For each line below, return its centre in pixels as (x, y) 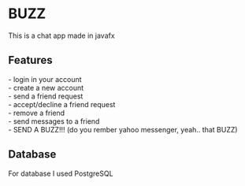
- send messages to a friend (54, 121)
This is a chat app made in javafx (62, 35)
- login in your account (45, 79)
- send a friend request (46, 96)
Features (30, 60)
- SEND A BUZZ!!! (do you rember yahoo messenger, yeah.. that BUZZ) (123, 129)
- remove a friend (37, 113)
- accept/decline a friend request (62, 104)
